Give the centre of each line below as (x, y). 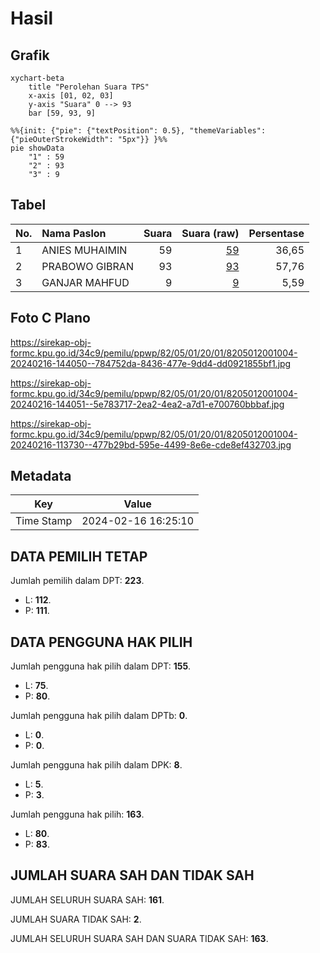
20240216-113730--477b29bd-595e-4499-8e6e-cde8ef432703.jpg (151, 444)
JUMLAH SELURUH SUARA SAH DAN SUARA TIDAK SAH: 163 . (139, 938)
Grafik (30, 55)
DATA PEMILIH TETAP (79, 556)
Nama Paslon (74, 233)
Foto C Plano (50, 318)
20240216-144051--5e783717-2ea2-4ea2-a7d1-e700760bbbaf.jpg (147, 404)
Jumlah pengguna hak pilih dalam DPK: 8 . (96, 765)
